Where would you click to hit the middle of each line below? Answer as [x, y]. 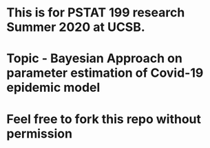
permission [40, 133]
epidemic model [53, 88]
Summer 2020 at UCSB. [76, 27]
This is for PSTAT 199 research [96, 13]
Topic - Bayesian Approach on [95, 59]
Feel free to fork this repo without [104, 119]
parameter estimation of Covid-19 [105, 73]
